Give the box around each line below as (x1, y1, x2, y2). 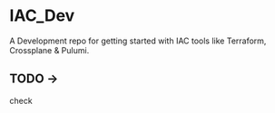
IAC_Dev (9, 5, 75, 26)
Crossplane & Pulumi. (9, 44, 90, 55)
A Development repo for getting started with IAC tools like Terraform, (9, 35, 267, 46)
